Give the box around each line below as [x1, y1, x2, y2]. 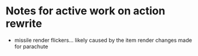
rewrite [5, 17, 43, 30]
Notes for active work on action [5, 4, 166, 18]
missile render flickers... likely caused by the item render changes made [14, 36, 193, 43]
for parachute [14, 43, 49, 50]
